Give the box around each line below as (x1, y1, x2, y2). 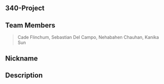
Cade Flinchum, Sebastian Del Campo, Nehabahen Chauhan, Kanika (17, 34, 159, 40)
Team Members (5, 21, 55, 29)
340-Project (5, 4, 45, 12)
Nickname (5, 54, 38, 62)
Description (5, 71, 43, 79)
